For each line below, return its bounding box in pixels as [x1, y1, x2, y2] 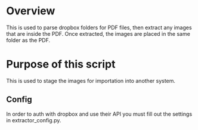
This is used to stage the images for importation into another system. [6, 77, 176, 84]
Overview [6, 4, 55, 18]
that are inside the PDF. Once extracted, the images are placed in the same [6, 30, 191, 37]
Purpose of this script [6, 58, 116, 71]
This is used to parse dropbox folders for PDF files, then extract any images [6, 24, 192, 31]
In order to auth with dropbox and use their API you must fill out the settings [6, 110, 193, 117]
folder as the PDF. [6, 36, 51, 44]
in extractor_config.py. [6, 116, 61, 123]
